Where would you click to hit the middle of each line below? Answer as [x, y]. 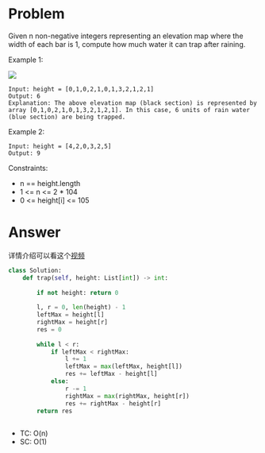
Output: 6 [25, 96]
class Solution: [35, 270]
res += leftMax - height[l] [111, 374]
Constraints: [28, 168]
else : [60, 381]
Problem [36, 14]
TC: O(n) [34, 433]
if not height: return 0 [78, 292]
